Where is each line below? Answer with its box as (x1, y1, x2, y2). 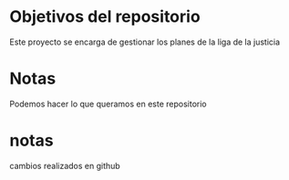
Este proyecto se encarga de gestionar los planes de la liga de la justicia (9, 36, 281, 47)
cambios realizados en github (9, 160, 120, 171)
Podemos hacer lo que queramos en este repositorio (9, 98, 207, 109)
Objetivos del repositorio (9, 6, 201, 27)
